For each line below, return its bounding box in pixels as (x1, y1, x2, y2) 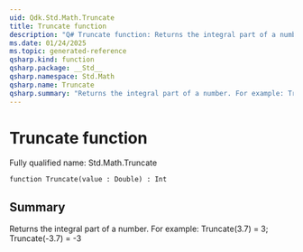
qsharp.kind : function (9, 55, 95, 64)
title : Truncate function (9, 22, 106, 31)
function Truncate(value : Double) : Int (9, 175, 168, 184)
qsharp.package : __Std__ (9, 64, 103, 73)
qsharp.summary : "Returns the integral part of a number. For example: (9, 89, 284, 98)
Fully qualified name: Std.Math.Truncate (9, 157, 158, 168)
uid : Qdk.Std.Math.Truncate (9, 13, 115, 23)
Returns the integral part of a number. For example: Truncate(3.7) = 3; (9, 223, 269, 235)
